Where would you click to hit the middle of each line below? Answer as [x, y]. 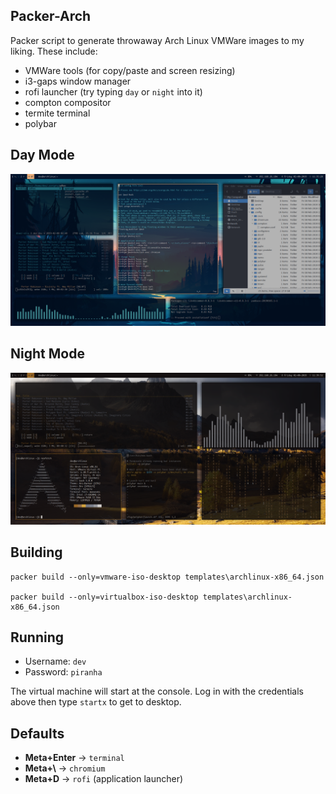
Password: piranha [63, 672]
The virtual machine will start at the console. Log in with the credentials [157, 691]
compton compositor [68, 102]
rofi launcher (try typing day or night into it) [113, 91]
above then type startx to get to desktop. [96, 702]
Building [36, 552]
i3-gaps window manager [78, 81]
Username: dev [55, 661]
